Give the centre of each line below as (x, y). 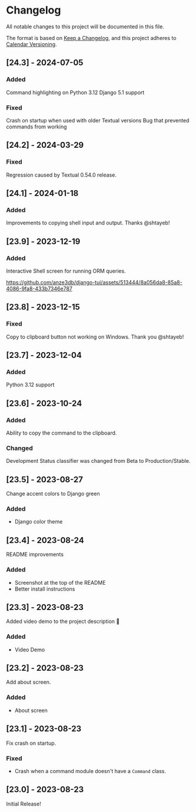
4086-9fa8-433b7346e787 (39, 289)
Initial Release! (24, 804)
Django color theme (39, 522)
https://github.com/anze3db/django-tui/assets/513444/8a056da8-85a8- (94, 282)
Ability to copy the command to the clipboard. (62, 433)
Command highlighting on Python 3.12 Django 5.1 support (75, 92)
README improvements (35, 555)
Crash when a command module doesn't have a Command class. (90, 771)
